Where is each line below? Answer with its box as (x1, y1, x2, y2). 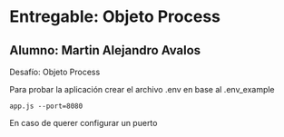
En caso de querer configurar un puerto (9, 118, 158, 128)
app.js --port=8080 (9, 102, 83, 111)
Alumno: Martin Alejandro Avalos (9, 43, 201, 58)
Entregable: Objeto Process (9, 6, 220, 27)
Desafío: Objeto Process (9, 66, 101, 77)
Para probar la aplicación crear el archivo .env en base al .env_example (9, 84, 275, 94)
